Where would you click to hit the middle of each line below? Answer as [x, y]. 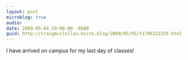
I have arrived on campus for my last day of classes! [70, 50]
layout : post [22, 12]
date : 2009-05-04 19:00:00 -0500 [48, 28]
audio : [14, 23]
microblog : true [26, 17]
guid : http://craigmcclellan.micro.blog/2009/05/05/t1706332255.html [94, 34]
